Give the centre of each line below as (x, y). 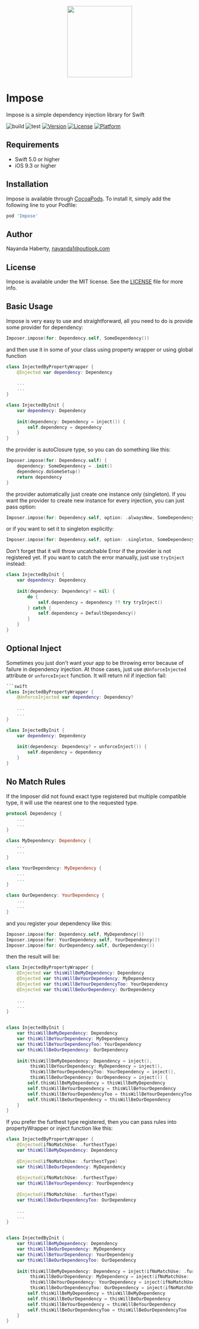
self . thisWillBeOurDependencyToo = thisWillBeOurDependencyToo (107, 1310)
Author (19, 234)
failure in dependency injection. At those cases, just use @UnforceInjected (96, 669)
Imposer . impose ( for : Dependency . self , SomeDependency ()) (78, 338)
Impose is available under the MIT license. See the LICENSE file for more (95, 282)
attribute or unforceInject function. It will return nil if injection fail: (86, 676)
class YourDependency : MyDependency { (54, 868)
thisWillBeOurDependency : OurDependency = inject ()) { (99, 1077)
